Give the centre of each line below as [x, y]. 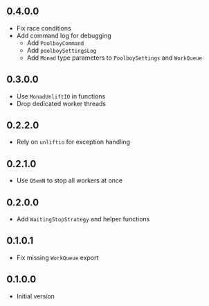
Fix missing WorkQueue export [57, 257]
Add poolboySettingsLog [62, 50]
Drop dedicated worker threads [61, 103]
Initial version [35, 296]
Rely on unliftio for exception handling [73, 142]
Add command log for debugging [64, 35]
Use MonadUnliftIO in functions [61, 96]
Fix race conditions [44, 28]
